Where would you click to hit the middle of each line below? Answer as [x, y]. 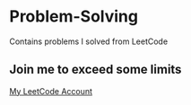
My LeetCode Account [51, 91]
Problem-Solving [74, 17]
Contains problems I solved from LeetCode [89, 41]
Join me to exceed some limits [95, 70]
